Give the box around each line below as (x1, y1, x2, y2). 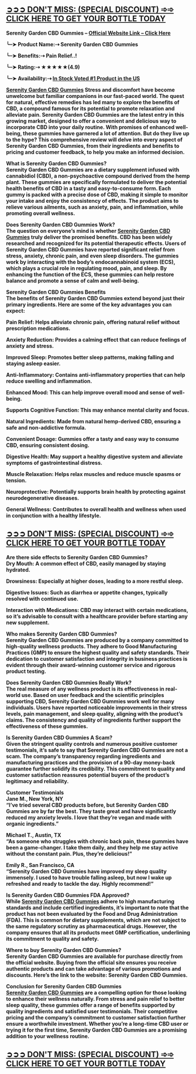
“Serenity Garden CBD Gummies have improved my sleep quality (6, 868, 167, 875)
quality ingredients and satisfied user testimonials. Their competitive (6, 1008, 178, 1015)
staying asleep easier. (6, 360, 61, 367)
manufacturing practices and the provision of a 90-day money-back (6, 759, 176, 766)
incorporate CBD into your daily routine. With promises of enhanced (6, 123, 175, 131)
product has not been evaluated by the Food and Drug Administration (6, 910, 178, 917)
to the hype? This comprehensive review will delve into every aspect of (6, 136, 183, 143)
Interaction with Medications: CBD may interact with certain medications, (6, 606, 188, 613)
